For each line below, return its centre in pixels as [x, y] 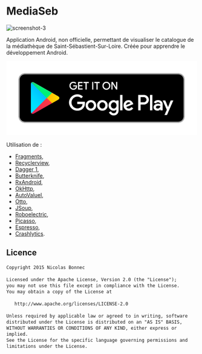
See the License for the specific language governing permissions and [97, 340]
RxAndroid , [29, 182]
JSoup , [24, 208]
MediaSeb [32, 11]
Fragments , [29, 156]
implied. [17, 334]
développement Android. [37, 52]
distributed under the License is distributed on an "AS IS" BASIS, [94, 322]
